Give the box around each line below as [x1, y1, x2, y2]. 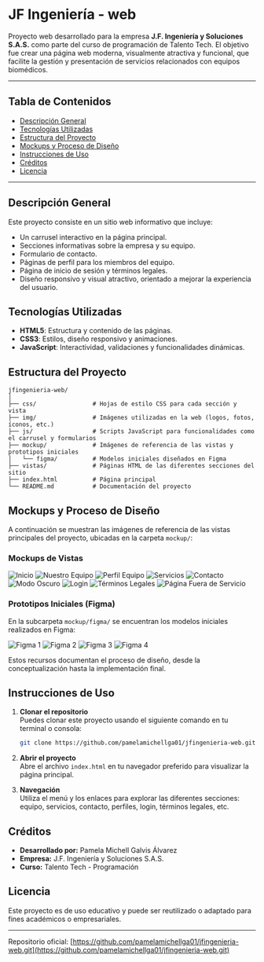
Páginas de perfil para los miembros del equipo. [19, 257, 175, 266]
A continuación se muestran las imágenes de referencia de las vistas [8, 525, 231, 534]
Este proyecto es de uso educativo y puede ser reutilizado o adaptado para [8, 905, 251, 915]
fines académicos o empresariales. [8, 914, 122, 923]
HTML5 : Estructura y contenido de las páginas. [19, 326, 173, 336]
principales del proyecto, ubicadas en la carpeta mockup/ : [8, 533, 193, 542]
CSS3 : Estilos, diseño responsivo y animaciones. [19, 334, 178, 343]
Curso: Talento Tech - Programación [19, 862, 139, 872]
